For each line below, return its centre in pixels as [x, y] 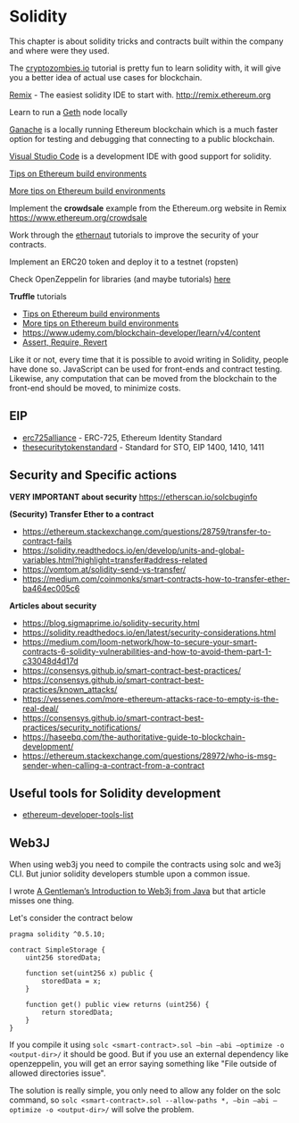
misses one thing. [42, 901]
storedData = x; [71, 981]
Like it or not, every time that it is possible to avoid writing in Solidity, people [149, 359]
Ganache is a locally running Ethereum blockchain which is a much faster [144, 129]
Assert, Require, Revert [65, 342]
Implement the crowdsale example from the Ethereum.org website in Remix [148, 208]
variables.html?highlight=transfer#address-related [115, 559]
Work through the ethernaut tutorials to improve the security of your [134, 235]
